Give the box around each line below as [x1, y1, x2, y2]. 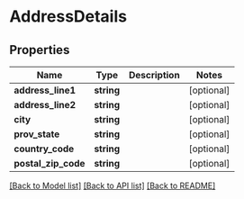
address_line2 [14, 99, 77, 111]
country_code [14, 142, 75, 155]
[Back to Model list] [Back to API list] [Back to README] [9, 180, 216, 191]
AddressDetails [9, 6, 128, 27]
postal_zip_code [14, 158, 86, 169]
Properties [9, 42, 70, 58]
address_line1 [14, 84, 77, 96]
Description [129, 69, 180, 81]
